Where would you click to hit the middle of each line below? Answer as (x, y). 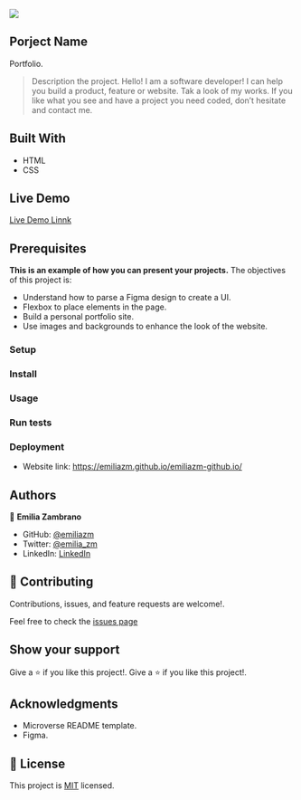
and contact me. (62, 110)
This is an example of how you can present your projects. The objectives (148, 271)
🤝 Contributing (52, 582)
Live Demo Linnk (41, 220)
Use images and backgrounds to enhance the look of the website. (145, 327)
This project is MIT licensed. (62, 786)
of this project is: (41, 280)
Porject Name (49, 42)
